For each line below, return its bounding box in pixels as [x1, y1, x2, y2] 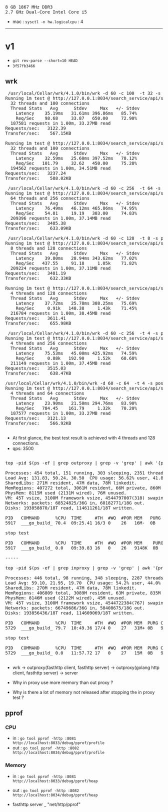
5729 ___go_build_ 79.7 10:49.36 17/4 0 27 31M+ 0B [5, 625, 153, 630]
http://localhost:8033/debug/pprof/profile [12, 740, 105, 745]
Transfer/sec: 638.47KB [5, 370, 71, 376]
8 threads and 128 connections [10, 245, 87, 251]
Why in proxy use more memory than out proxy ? [12, 679, 113, 685]
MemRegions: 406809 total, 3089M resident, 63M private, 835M [5, 590, 161, 595]
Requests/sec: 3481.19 [5, 270, 66, 276]
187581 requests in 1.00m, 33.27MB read [10, 120, 111, 126]
